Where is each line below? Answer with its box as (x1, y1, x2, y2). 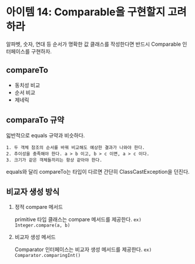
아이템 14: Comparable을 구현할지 (6, 5, 166, 19)
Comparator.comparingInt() (14, 253, 81, 259)
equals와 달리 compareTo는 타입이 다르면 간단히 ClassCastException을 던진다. (6, 168, 190, 175)
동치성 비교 (14, 82, 41, 89)
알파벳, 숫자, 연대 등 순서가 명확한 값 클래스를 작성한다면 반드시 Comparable (6, 40, 181, 48)
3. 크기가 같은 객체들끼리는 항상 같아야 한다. (6, 157, 103, 163)
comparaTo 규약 (6, 115, 65, 125)
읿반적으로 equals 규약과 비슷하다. (6, 131, 85, 138)
